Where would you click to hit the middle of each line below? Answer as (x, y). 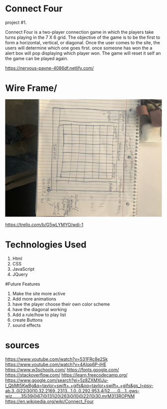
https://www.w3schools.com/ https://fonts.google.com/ (62, 369)
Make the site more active (39, 293)
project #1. (16, 22)
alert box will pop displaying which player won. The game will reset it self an (83, 53)
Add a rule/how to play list (39, 315)
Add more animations (34, 299)
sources (22, 345)
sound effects (27, 325)
